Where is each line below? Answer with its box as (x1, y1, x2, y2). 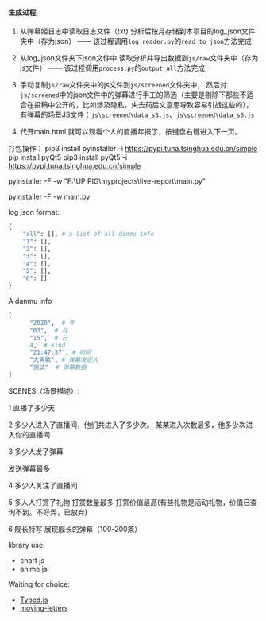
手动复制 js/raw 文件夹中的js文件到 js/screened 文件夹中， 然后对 (19, 80, 228, 90)
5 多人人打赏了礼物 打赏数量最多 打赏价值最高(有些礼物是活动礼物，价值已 (8, 497, 251, 507)
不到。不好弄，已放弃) (14, 507, 88, 517)
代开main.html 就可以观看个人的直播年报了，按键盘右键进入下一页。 (19, 127, 242, 137)
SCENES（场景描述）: (8, 386, 80, 395)
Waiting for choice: (8, 579, 70, 588)
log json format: (8, 208, 60, 217)
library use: (8, 540, 45, 549)
